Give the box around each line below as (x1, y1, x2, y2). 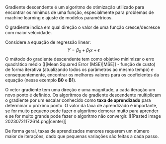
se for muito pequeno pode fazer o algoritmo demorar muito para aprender (5, 108, 159, 114)
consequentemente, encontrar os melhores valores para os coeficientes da (5, 72, 159, 77)
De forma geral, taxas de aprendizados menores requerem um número (5, 128, 150, 134)
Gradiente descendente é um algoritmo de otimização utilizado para (5, 4, 145, 10)
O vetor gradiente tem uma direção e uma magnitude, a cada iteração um (5, 86, 156, 92)
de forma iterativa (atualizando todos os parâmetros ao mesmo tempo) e (5, 67, 154, 72)
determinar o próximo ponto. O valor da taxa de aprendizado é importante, (5, 102, 158, 108)
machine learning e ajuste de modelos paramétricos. (5, 15, 113, 20)
